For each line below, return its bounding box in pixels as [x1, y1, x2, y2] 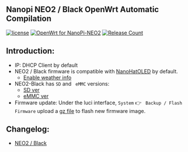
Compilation [6, 14, 51, 24]
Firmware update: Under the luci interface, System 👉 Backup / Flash [14, 99, 183, 106]
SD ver [23, 86, 40, 93]
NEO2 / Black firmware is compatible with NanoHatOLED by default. [14, 68, 178, 75]
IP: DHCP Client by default [14, 61, 78, 69]
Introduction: [6, 46, 55, 56]
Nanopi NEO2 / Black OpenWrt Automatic [6, 5, 159, 15]
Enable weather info [23, 74, 72, 81]
